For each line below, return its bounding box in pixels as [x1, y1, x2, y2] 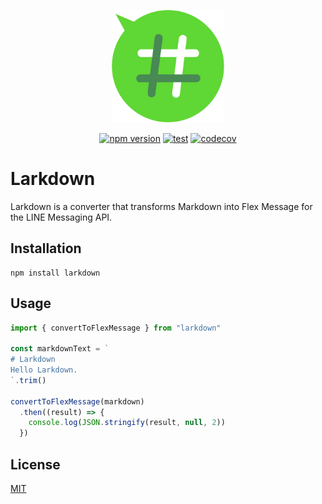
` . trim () [10, 375, 47, 385]
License [10, 456, 61, 473]
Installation [10, 240, 82, 257]
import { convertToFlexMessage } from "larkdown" [10, 323, 222, 333]
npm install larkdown [10, 268, 101, 278]
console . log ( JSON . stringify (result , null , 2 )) [28, 418, 226, 428]
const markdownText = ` [10, 344, 110, 354]
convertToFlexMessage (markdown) [10, 396, 145, 407]
